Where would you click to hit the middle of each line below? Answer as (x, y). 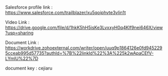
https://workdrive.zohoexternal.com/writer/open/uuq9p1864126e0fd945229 (84, 48)
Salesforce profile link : (29, 7)
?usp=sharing (19, 33)
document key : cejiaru (29, 68)
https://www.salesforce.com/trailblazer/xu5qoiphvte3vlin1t (66, 12)
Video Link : (18, 22)
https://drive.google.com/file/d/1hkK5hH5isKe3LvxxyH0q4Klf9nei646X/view (84, 27)
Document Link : (22, 42)
